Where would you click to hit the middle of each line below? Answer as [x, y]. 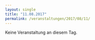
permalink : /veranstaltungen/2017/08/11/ [48, 19]
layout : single [20, 10]
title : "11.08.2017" [26, 14]
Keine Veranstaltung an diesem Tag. [41, 33]
